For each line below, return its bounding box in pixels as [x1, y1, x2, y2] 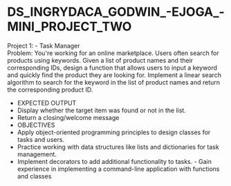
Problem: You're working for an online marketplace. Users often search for [7, 49, 219, 57]
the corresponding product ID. [7, 85, 93, 94]
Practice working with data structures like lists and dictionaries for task [17, 143, 219, 151]
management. [17, 149, 57, 158]
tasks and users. [17, 135, 64, 143]
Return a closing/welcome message [17, 113, 120, 121]
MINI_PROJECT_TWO [7, 19, 132, 34]
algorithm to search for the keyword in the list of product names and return [7, 78, 220, 86]
